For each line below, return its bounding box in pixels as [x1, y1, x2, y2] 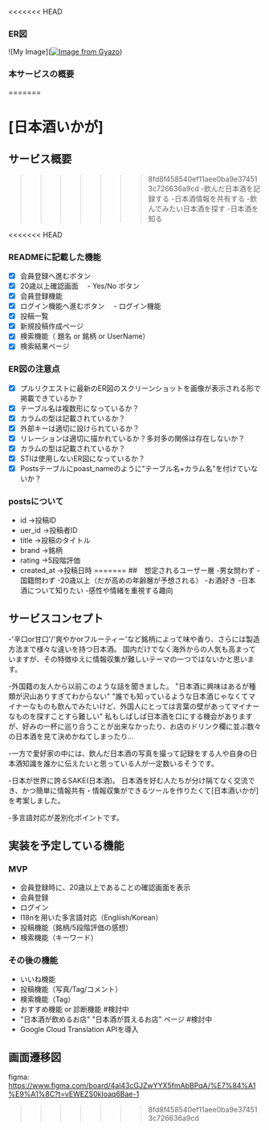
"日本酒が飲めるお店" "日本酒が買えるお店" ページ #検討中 [19, 1014, 213, 1024]
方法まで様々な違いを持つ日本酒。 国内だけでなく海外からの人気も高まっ [8, 644, 249, 654]
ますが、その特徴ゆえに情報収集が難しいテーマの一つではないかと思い [14, 654, 247, 665]
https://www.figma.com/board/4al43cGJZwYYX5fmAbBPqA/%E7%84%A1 [8, 1081, 256, 1091]
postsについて [8, 496, 64, 507]
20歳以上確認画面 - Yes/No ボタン [19, 281, 141, 291]
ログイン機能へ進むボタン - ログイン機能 [19, 301, 162, 311]
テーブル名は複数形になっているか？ [19, 403, 140, 413]
